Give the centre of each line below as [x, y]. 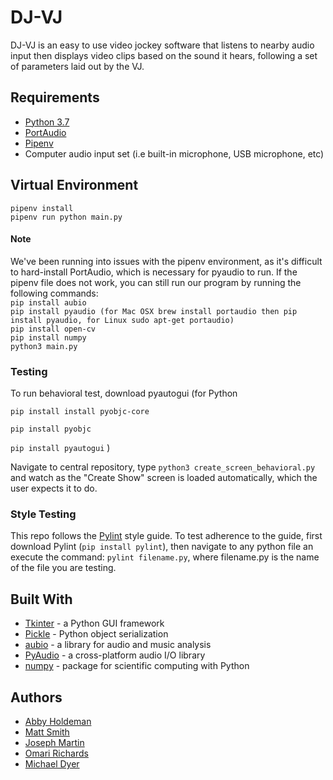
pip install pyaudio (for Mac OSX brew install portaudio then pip [154, 311]
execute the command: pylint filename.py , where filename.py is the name [165, 557]
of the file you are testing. [63, 568]
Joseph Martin [54, 742]
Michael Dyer [52, 763]
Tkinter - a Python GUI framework [94, 623]
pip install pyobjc [51, 429]
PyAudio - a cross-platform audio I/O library [115, 655]
